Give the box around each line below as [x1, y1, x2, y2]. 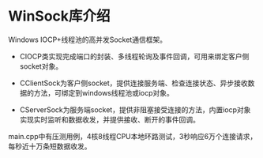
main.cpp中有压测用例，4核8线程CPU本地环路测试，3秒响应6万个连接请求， [8, 131, 257, 141]
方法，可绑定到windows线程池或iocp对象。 [33, 88, 174, 97]
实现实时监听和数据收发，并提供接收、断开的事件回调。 [19, 115, 200, 124]
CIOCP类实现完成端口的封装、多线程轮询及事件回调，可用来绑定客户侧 [19, 51, 250, 61]
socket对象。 [19, 61, 63, 71]
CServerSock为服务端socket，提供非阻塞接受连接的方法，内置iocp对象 [19, 104, 251, 115]
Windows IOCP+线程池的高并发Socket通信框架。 [8, 35, 167, 44]
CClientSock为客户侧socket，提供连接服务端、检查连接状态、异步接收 [19, 78, 248, 88]
